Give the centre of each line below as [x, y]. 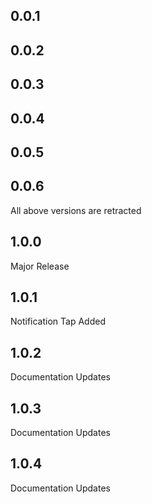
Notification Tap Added [58, 321]
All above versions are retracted [76, 210]
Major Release [40, 266]
